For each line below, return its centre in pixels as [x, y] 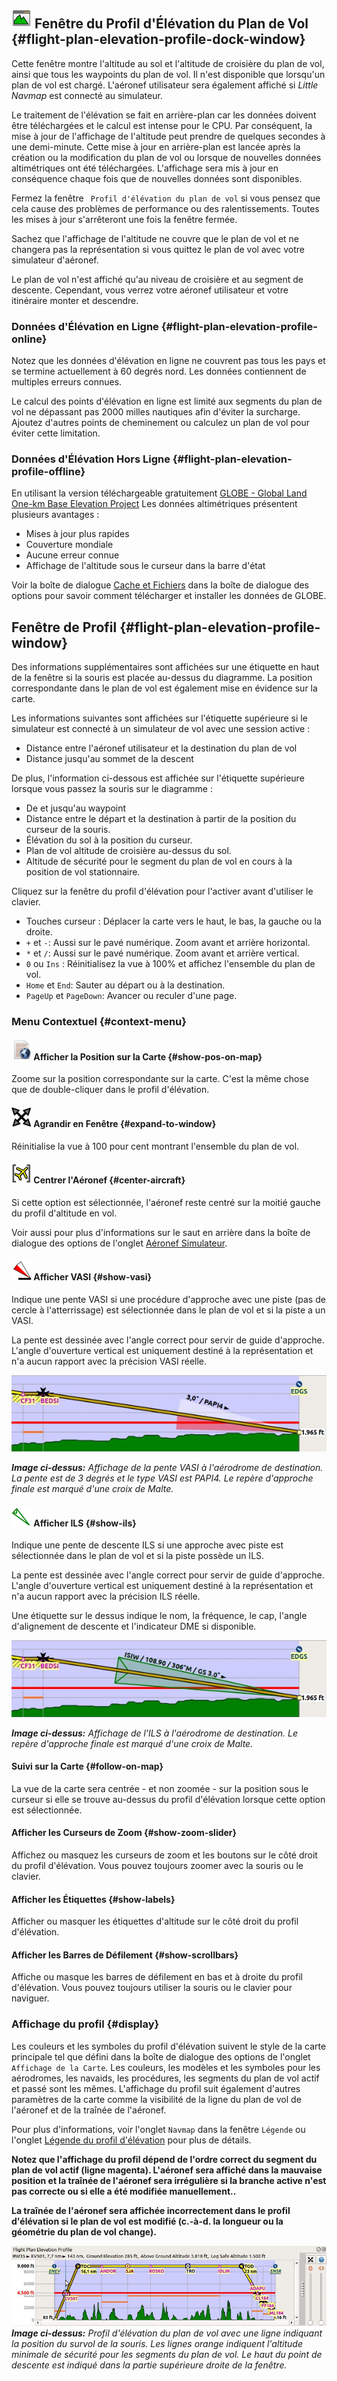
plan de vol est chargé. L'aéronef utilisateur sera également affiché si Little [165, 85]
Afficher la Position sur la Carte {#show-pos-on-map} [148, 1056]
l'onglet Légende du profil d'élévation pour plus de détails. [131, 2140]
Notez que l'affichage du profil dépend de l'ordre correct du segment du [164, 2159]
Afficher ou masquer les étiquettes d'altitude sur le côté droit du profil [155, 1921]
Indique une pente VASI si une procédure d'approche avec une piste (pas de [168, 1299]
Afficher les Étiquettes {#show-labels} [93, 1899]
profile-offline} [48, 472]
